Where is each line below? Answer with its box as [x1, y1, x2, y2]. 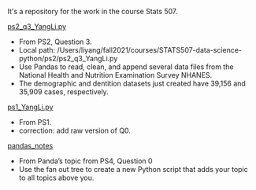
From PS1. [18, 118, 52, 126]
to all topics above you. [18, 173, 95, 182]
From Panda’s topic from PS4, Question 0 [18, 156, 153, 166]
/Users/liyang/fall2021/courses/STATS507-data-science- [57, 46, 242, 54]
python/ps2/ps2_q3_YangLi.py [18, 54, 118, 63]
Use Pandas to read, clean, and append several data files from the [18, 62, 234, 71]
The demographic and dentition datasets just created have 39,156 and [18, 79, 246, 88]
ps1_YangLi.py [7, 102, 54, 111]
